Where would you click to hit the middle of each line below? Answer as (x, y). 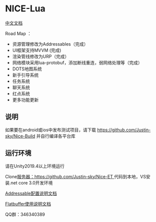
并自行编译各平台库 (56, 136)
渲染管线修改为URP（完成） (41, 56)
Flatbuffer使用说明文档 (28, 204)
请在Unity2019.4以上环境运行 (35, 166)
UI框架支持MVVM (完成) (37, 50)
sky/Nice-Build (20, 136)
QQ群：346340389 (25, 214)
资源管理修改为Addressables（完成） (50, 44)
